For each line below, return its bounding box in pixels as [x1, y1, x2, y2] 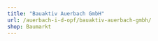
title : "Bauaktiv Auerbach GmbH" [7, 10, 105, 17]
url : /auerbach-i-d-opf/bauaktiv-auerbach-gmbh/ [7, 17, 152, 24]
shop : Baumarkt [7, 23, 52, 30]
